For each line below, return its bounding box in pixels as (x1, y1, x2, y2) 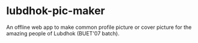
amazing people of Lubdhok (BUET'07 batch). (6, 29, 120, 37)
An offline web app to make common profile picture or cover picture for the (6, 24, 192, 31)
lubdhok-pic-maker (6, 4, 105, 18)
